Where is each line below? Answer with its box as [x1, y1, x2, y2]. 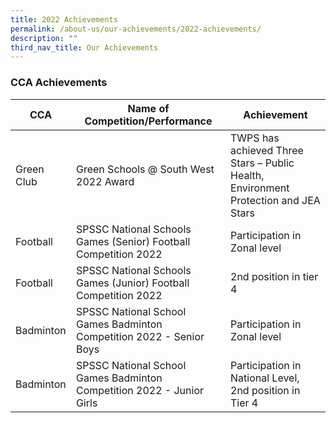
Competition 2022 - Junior [76, 383, 205, 397]
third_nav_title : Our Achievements [10, 42, 159, 53]
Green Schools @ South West [76, 162, 215, 176]
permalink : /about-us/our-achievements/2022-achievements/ [10, 24, 262, 34]
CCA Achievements [10, 76, 108, 90]
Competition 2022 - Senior [76, 329, 205, 343]
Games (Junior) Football [76, 276, 190, 290]
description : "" [10, 33, 78, 43]
